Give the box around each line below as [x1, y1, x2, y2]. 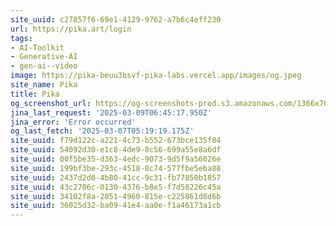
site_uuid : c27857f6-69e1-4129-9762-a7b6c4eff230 [10, 14, 222, 25]
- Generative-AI [10, 52, 78, 62]
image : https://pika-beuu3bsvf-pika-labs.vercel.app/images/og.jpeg [10, 71, 302, 81]
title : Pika [10, 89, 60, 99]
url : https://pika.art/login [10, 24, 132, 34]
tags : [10, 33, 33, 43]
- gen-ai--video [10, 61, 78, 71]
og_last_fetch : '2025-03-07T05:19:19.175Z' [10, 126, 195, 136]
